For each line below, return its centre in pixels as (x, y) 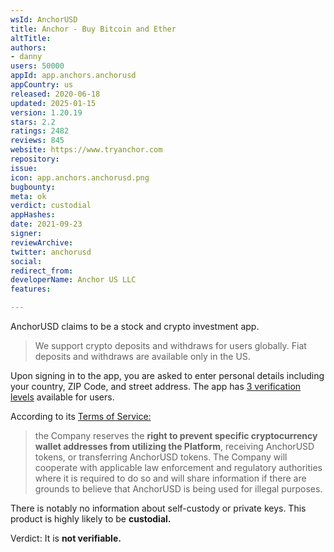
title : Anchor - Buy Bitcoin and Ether (93, 29)
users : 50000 (37, 66)
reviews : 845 (37, 141)
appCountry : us (42, 85)
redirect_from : (42, 271)
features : (31, 289)
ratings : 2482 (40, 131)
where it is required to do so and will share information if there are (170, 478)
